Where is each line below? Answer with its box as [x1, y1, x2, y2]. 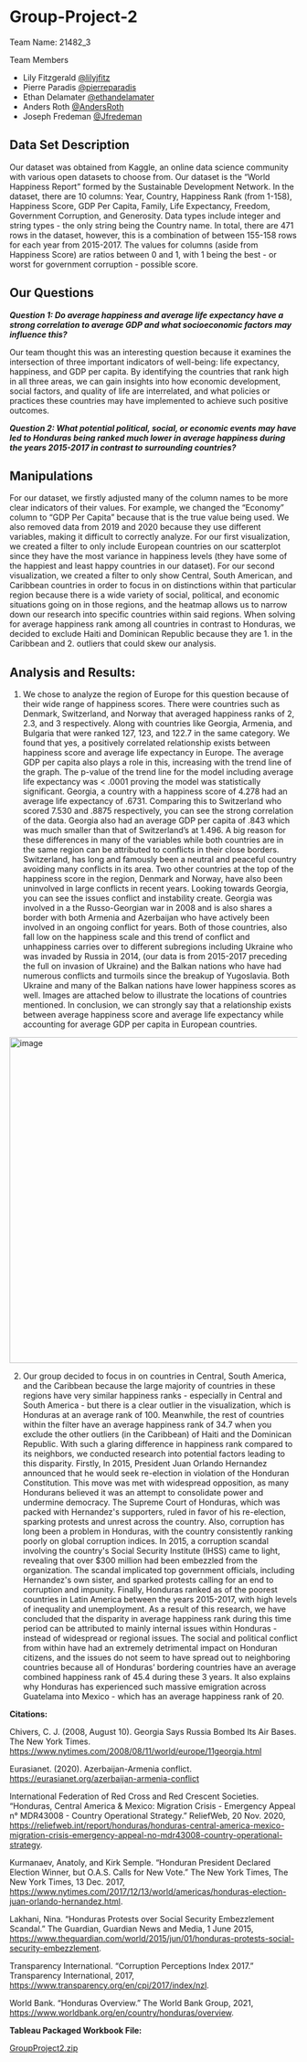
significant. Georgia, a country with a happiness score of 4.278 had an [22, 786, 288, 797]
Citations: [9, 1708, 48, 1719]
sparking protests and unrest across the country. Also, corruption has [22, 1517, 285, 1528]
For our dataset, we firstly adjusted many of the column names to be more [9, 492, 289, 503]
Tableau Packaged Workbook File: [9, 2025, 143, 2036]
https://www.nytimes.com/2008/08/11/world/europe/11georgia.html [9, 1746, 262, 1757]
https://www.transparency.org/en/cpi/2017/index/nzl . [9, 1980, 210, 1991]
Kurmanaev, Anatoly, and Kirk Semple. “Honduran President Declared [9, 1857, 271, 1868]
